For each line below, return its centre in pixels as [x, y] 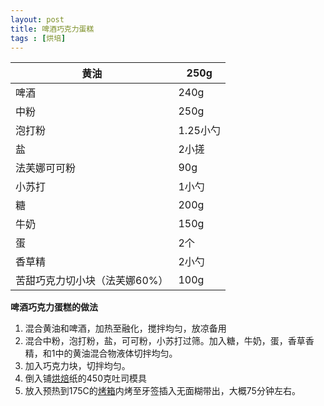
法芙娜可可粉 [46, 168]
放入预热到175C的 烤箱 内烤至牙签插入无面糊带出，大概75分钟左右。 [162, 391]
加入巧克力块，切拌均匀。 [77, 366]
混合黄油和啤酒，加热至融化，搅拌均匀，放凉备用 [125, 328]
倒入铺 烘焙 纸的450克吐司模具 [85, 378]
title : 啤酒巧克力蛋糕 [52, 29]
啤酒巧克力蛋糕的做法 [54, 307]
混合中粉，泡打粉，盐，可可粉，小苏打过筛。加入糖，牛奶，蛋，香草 [165, 341]
